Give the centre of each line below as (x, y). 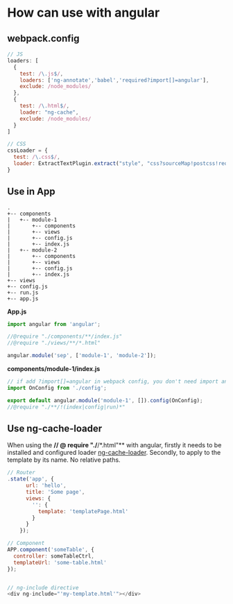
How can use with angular (84, 13)
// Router (21, 473)
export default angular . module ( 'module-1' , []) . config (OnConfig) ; (105, 400)
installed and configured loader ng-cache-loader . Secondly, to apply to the (114, 453)
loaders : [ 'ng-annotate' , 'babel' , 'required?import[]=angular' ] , (114, 80)
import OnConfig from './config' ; (57, 388)
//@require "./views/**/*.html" (54, 343)
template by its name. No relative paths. (64, 460)
